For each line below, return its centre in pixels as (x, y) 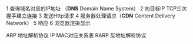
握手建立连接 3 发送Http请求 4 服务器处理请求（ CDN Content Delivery (91, 16)
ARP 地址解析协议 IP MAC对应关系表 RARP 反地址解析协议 (76, 35)
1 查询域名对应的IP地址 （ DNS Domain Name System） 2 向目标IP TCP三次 (96, 8)
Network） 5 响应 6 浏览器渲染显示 (49, 23)
